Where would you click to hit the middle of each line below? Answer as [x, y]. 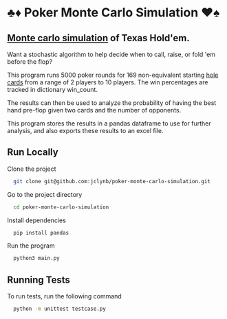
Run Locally [33, 152]
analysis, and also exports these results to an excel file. [85, 131]
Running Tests [39, 280]
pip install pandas [41, 233]
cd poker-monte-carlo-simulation [61, 207]
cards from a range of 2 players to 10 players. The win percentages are [108, 82]
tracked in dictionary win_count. [53, 90]
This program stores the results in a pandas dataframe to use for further [109, 123]
